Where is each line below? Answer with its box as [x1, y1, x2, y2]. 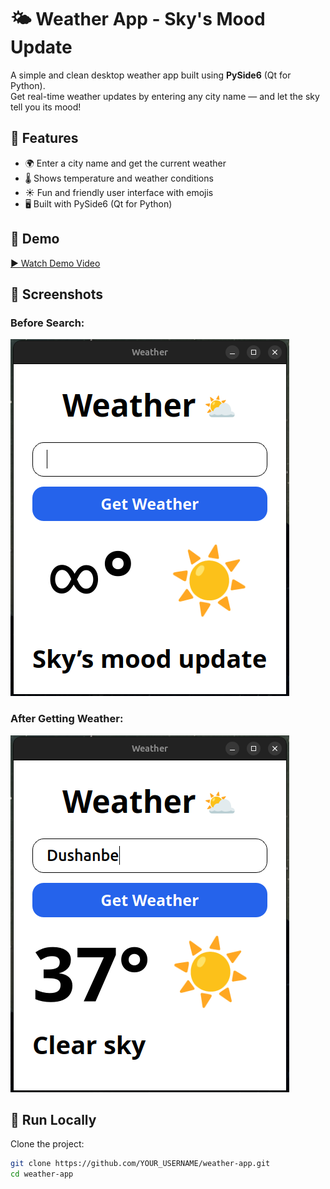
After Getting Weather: [10, 712, 124, 726]
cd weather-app [10, 1169, 74, 1180]
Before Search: [10, 316, 85, 330]
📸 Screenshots [10, 286, 104, 303]
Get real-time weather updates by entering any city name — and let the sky [10, 90, 320, 102]
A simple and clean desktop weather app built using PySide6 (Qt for [10, 69, 292, 81]
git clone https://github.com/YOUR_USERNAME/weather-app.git [10, 1159, 271, 1169]
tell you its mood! [10, 101, 82, 113]
